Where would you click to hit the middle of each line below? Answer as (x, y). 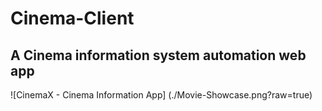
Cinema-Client (72, 18)
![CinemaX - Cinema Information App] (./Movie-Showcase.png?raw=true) (161, 95)
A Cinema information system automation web (158, 55)
